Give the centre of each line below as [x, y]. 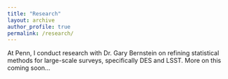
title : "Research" [34, 14]
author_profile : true [39, 27]
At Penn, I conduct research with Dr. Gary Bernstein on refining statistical [113, 53]
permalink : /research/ [40, 33]
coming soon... [29, 68]
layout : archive [31, 20]
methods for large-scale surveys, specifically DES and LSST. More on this [114, 61]
